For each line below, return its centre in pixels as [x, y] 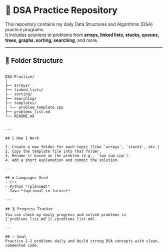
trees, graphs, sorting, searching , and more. [52, 40]
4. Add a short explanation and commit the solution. [62, 160]
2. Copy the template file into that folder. [53, 151]
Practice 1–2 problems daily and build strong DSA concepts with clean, [82, 241]
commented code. [22, 245]
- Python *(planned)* [28, 186]
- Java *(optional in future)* [38, 191]
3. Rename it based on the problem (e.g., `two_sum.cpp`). [68, 156]
